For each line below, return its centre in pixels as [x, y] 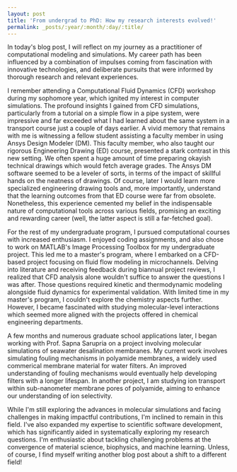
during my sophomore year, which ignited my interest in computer [103, 98]
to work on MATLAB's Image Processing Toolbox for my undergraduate [111, 247]
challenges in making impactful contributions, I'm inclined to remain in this [115, 417]
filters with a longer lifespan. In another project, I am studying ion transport [116, 381]
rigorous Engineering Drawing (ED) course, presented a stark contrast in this [119, 151]
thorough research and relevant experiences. [73, 77]
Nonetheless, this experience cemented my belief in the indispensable [110, 203]
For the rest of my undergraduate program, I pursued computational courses [118, 232]
